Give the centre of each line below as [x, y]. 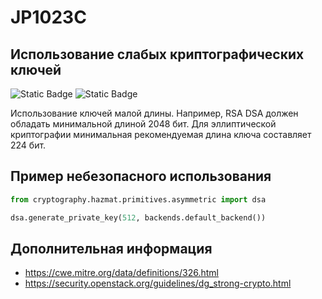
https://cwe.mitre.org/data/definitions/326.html [121, 273]
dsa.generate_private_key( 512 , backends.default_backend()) [138, 217]
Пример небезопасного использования [141, 176]
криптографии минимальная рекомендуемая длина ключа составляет [161, 134]
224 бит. [28, 145]
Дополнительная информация [111, 248]
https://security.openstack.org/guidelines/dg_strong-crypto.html [158, 283]
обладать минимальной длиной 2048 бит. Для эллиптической [143, 124]
